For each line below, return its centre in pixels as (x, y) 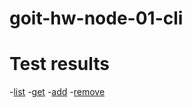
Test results (59, 64)
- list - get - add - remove (57, 92)
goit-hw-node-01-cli (96, 18)
